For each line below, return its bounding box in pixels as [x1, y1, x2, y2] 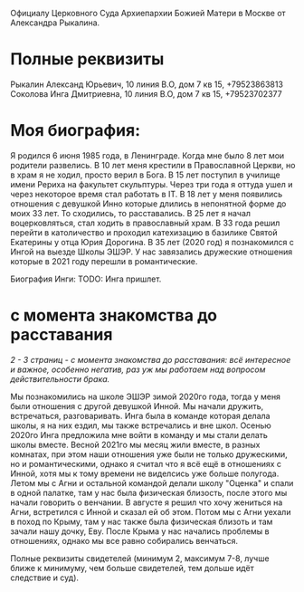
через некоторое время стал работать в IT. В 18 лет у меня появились [10, 188, 283, 199]
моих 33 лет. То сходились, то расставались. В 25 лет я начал [10, 207, 252, 218]
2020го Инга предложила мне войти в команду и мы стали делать [10, 429, 268, 440]
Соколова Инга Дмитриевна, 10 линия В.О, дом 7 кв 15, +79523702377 [10, 88, 283, 99]
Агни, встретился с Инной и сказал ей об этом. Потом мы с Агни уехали [10, 506, 291, 517]
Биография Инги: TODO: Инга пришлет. [10, 273, 162, 284]
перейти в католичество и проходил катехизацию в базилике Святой [10, 226, 279, 238]
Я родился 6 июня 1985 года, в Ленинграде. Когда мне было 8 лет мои [10, 149, 285, 161]
